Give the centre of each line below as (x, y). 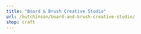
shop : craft (21, 22)
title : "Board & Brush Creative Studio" (56, 11)
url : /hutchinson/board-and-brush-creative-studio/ (70, 17)
